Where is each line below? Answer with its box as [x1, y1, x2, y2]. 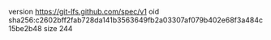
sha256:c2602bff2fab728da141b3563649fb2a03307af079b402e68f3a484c [8, 15, 264, 25]
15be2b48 [8, 24, 42, 33]
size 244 [43, 24, 73, 33]
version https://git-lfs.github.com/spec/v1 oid [8, 7, 160, 16]
